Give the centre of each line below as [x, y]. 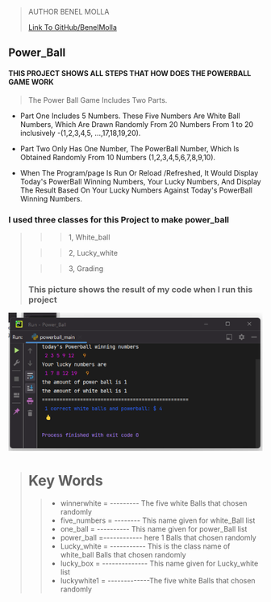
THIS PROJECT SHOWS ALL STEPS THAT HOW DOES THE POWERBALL [130, 73]
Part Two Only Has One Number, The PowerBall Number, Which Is [129, 148]
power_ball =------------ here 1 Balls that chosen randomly [158, 537]
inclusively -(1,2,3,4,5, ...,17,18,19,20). [80, 133]
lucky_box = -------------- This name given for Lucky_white [159, 563]
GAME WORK [31, 82]
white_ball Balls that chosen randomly [123, 554]
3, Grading [86, 268]
